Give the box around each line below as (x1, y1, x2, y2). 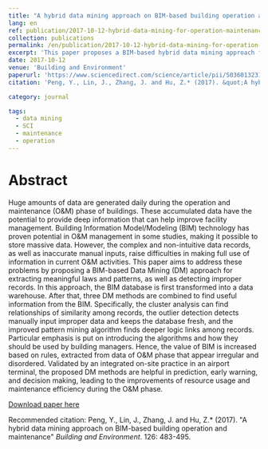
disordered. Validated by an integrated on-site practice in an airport (8, 358, 230, 368)
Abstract (8, 171, 68, 189)
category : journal (8, 93, 69, 100)
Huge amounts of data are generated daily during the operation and (8, 197, 231, 207)
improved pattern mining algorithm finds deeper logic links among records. (8, 325, 254, 334)
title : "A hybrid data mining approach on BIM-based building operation (8, 11, 255, 20)
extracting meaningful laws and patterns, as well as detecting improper (8, 274, 242, 283)
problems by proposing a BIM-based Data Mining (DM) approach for (8, 265, 233, 275)
